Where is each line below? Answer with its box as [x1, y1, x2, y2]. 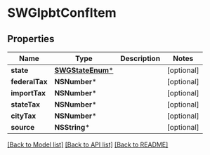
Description [120, 54, 160, 63]
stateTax [11, 100, 41, 109]
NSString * [54, 123, 90, 132]
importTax [11, 88, 46, 97]
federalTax [11, 77, 48, 86]
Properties [7, 33, 55, 45]
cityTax [11, 111, 37, 121]
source [11, 123, 35, 132]
